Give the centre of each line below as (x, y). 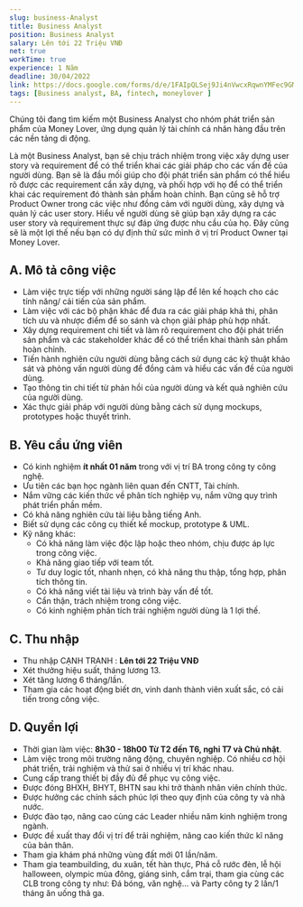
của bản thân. (48, 845)
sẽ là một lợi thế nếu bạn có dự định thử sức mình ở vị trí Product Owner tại (149, 232)
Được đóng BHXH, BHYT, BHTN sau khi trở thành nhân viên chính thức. (155, 787)
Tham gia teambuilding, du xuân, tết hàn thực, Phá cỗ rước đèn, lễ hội (151, 864)
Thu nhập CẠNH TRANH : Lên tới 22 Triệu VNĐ (110, 661)
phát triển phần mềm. (62, 505)
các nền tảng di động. (50, 138)
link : (19, 85)
